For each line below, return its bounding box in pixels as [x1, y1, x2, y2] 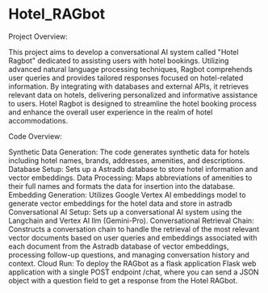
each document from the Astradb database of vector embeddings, [8, 241, 229, 251]
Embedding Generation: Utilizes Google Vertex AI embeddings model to [8, 190, 246, 199]
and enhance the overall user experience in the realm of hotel [8, 107, 213, 117]
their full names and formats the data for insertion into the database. [8, 181, 236, 190]
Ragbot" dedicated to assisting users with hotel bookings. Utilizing [8, 56, 229, 65]
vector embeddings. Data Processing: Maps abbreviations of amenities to [8, 173, 253, 182]
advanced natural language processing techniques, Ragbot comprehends [8, 64, 253, 73]
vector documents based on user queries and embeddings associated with [8, 232, 258, 242]
